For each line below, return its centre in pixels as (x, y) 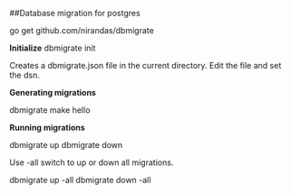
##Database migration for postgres (75, 13)
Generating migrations (53, 92)
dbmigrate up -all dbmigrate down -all (80, 180)
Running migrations (48, 127)
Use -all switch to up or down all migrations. (92, 162)
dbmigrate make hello (50, 110)
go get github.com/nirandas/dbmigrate (82, 30)
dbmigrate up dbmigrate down (66, 145)
